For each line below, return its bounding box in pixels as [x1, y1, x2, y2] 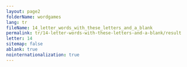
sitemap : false [6, 41, 43, 47]
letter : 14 [6, 36, 33, 41]
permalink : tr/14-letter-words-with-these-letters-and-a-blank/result [6, 30, 182, 36]
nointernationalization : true [6, 52, 80, 58]
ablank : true [6, 47, 38, 52]
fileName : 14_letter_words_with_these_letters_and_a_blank [6, 24, 153, 31]
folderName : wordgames [6, 14, 61, 20]
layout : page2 [6, 8, 41, 15]
